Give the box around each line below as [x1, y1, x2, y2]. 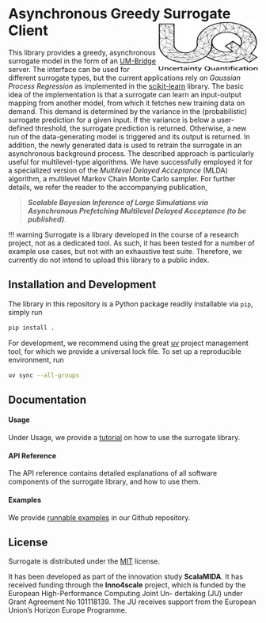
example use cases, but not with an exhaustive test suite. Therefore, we [8, 246, 243, 256]
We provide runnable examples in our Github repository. [8, 512, 191, 522]
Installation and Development [8, 278, 157, 291]
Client [8, 21, 49, 40]
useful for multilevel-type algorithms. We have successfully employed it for [8, 157, 253, 166]
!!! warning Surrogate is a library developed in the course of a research [8, 230, 239, 239]
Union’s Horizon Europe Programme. [8, 606, 127, 615]
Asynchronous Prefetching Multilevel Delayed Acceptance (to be [27, 206, 247, 215]
